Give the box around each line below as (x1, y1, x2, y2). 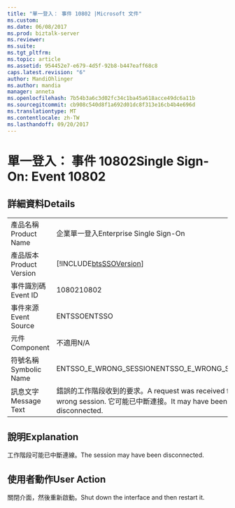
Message (10, 396, 41, 406)
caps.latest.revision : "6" (7, 69, 86, 76)
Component (10, 342, 50, 352)
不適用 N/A (56, 337, 90, 347)
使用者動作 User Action (7, 473, 106, 485)
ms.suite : (7, 43, 36, 50)
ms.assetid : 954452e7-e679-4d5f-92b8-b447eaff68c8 (7, 62, 158, 69)
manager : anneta (7, 88, 55, 95)
